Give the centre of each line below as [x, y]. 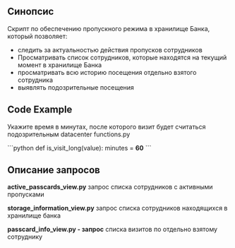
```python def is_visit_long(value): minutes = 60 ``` [79, 148]
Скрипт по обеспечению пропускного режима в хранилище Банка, [109, 28]
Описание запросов [54, 170]
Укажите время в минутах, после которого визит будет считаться [107, 126]
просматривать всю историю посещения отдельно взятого [107, 72]
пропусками [26, 194]
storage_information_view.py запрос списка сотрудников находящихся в [117, 208]
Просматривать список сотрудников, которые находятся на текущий [122, 57]
